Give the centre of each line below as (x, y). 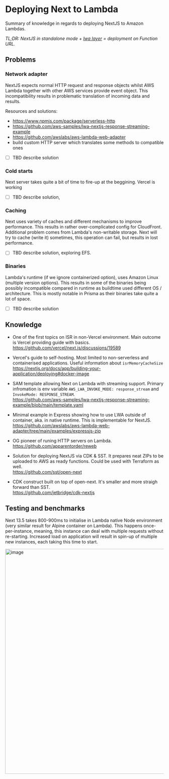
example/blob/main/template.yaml (48, 405)
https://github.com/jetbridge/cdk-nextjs (54, 492)
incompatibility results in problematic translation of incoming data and (77, 96)
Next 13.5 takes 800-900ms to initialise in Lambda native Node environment (84, 520)
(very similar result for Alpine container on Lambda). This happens (74, 526)
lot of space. (18, 299)
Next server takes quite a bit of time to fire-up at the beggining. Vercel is (80, 182)
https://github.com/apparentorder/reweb (55, 446)
